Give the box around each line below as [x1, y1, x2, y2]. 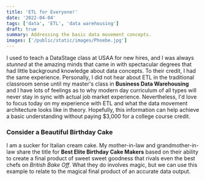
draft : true [6, 26, 37, 32]
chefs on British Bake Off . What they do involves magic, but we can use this [6, 161, 198, 169]
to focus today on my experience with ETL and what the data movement [6, 100, 188, 107]
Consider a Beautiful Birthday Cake [6, 128, 113, 136]
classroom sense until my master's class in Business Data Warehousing [6, 80, 189, 87]
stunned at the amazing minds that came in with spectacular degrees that [6, 61, 192, 68]
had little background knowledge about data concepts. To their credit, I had [6, 67, 196, 74]
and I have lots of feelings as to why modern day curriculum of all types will [6, 87, 197, 94]
